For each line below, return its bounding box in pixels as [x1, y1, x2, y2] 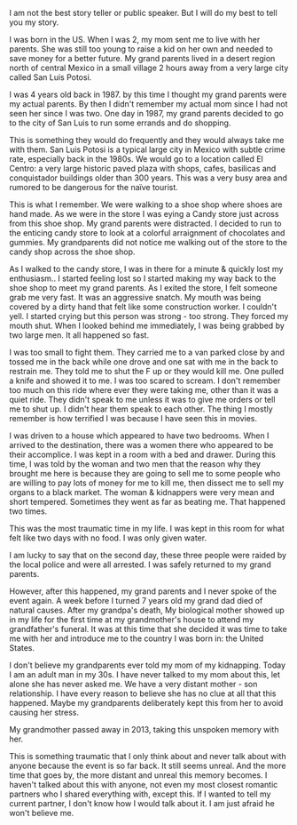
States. [9, 643, 35, 653]
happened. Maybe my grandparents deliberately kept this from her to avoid [9, 698, 284, 708]
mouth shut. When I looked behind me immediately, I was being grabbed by [9, 320, 285, 331]
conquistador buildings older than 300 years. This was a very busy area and [9, 172, 288, 183]
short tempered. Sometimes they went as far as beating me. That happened [9, 497, 286, 507]
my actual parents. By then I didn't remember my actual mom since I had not [9, 99, 288, 109]
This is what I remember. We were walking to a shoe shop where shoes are [9, 199, 283, 210]
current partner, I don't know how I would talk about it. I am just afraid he [9, 798, 275, 808]
